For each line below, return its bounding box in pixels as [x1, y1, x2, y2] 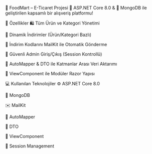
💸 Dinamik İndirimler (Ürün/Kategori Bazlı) [5, 32, 92, 38]
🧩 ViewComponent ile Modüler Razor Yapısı [5, 71, 95, 76]
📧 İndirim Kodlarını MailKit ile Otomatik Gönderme [5, 42, 107, 47]
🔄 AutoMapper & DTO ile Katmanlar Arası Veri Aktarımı [5, 61, 117, 67]
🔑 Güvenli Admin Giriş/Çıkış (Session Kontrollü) [5, 51, 102, 57]
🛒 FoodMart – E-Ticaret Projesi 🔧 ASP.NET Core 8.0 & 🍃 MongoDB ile [5, 5, 147, 11]
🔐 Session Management [5, 143, 54, 149]
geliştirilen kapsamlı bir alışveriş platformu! [5, 10, 94, 16]
